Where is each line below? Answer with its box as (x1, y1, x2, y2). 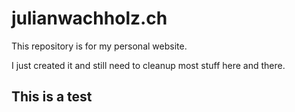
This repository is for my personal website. (11, 40, 188, 52)
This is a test (11, 88, 93, 106)
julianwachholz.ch (11, 7, 168, 30)
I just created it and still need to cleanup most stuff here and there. (11, 59, 286, 71)
